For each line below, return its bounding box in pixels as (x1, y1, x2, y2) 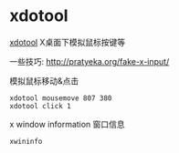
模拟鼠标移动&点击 (9, 75, 79, 87)
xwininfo (9, 137, 43, 146)
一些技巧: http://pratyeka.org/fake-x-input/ (9, 56, 170, 66)
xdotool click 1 (9, 101, 71, 110)
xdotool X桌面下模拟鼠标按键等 (9, 36, 126, 47)
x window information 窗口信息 (9, 118, 125, 129)
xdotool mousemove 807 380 (9, 93, 112, 103)
